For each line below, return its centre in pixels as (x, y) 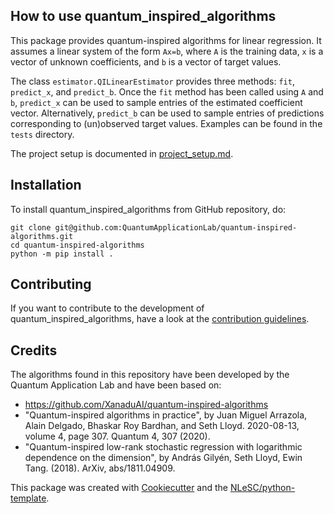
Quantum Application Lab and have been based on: (116, 385)
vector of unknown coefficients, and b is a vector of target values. (146, 61)
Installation (46, 185)
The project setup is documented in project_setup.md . (122, 153)
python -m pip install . (62, 254)
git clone (31, 227)
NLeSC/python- (262, 488)
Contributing (51, 284)
